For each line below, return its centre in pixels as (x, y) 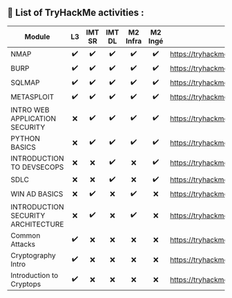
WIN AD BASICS (37, 194)
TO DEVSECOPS (37, 167)
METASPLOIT (32, 97)
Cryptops (26, 283)
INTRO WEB (30, 109)
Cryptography (33, 255)
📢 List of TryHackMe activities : (76, 13)
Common (26, 235)
